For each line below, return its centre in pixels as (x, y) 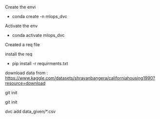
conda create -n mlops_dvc (39, 16)
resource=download (25, 83)
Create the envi (20, 7)
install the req (19, 54)
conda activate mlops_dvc (38, 35)
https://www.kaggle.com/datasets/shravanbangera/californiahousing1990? (80, 78)
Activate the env (21, 26)
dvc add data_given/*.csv (30, 111)
